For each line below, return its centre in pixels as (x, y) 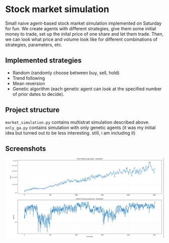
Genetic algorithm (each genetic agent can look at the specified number (87, 89)
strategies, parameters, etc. (34, 44)
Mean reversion (29, 83)
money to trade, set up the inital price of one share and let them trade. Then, (84, 34)
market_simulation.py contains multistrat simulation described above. (77, 122)
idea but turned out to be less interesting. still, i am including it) (70, 133)
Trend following (29, 78)
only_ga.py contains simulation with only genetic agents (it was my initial (80, 128)
